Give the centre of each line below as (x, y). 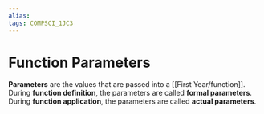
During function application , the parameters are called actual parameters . (132, 101)
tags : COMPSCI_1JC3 (41, 23)
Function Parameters (79, 63)
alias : (19, 16)
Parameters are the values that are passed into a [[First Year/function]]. (127, 85)
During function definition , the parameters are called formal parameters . (130, 93)
